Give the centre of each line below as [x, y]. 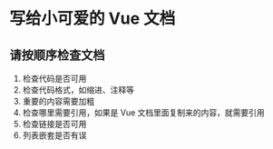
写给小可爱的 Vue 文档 [93, 19]
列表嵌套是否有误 [54, 135]
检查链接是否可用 [54, 124]
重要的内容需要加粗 [58, 101]
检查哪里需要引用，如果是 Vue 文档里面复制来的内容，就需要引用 [143, 113]
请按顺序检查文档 [57, 55]
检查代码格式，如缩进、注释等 [78, 90]
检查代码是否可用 [54, 79]
